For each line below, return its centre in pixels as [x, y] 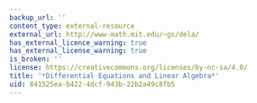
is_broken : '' [36, 59]
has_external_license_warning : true [78, 51]
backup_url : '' [38, 17]
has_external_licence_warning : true [78, 43]
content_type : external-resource [72, 26]
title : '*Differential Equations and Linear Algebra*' [115, 76]
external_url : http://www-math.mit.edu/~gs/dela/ [105, 34]
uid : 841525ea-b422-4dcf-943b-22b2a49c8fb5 [92, 84]
